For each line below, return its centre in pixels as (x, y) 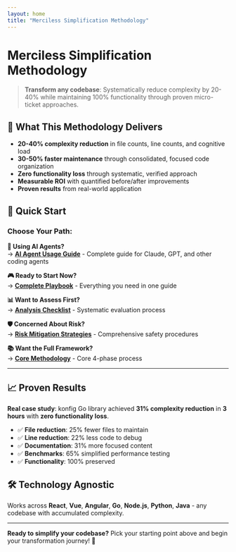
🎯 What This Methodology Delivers (85, 127)
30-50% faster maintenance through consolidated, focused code (113, 159)
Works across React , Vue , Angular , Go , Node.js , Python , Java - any (107, 505)
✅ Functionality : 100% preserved (66, 461)
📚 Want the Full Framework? (50, 348)
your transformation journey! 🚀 (52, 541)
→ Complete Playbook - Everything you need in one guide (92, 286)
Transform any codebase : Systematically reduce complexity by (117, 90)
